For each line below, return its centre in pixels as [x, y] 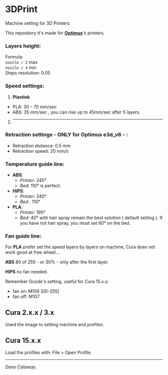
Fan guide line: [23, 236]
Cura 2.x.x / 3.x [30, 312]
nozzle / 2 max [21, 62]
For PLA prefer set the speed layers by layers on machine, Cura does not [80, 247]
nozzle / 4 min [21, 68]
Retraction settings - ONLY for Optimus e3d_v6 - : [67, 135]
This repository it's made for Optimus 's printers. [55, 33]
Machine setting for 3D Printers [37, 23]
